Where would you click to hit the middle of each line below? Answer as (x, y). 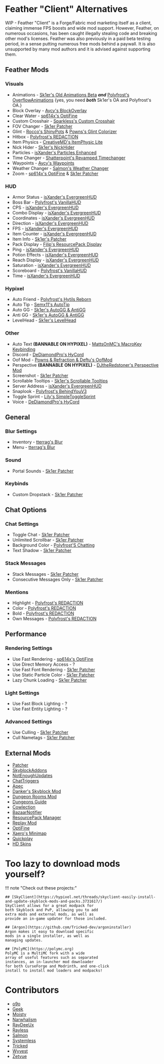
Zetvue (20, 1057)
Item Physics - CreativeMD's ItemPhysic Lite (57, 142)
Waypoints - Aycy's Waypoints (43, 163)
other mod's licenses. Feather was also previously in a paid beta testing (78, 39)
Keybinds (17, 484)
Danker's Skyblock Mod (37, 791)
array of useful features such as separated (52, 958)
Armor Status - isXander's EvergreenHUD (55, 197)
